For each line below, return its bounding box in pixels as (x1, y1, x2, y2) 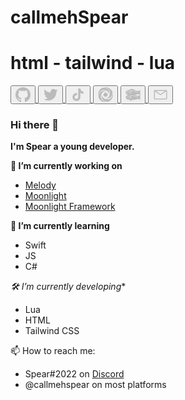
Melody (24, 179, 57, 191)
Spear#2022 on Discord (24, 368, 125, 380)
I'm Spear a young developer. (10, 141, 135, 153)
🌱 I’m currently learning (10, 220, 110, 232)
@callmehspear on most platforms (24, 379, 167, 391)
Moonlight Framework (24, 201, 116, 213)
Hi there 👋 (10, 118, 60, 132)
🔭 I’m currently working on (10, 160, 123, 172)
